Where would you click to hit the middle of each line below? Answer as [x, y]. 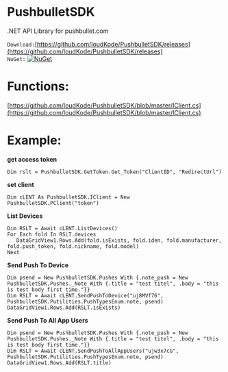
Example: [34, 140]
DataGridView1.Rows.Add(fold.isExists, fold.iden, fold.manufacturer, [119, 240]
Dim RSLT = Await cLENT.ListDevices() [62, 228]
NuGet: [16, 59]
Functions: [38, 87]
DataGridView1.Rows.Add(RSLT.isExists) [64, 308]
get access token [32, 159]
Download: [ [22, 44]
